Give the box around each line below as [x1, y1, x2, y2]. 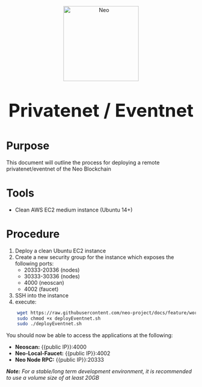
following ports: [14, 260, 54, 267]
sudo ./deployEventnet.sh [17, 321, 82, 327]
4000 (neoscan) [23, 279, 64, 286]
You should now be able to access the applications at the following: [6, 332, 173, 339]
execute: [14, 298, 37, 305]
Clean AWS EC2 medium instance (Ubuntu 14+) [14, 206, 133, 213]
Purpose [6, 139, 50, 153]
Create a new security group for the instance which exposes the [14, 253, 174, 261]
